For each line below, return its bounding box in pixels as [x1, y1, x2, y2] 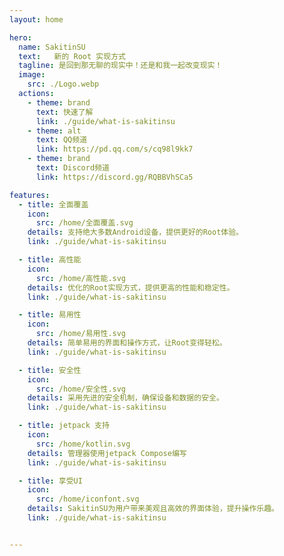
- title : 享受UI [18, 476, 83, 486]
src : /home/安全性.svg [35, 384, 127, 394]
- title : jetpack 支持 [18, 421, 110, 431]
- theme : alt [27, 126, 82, 136]
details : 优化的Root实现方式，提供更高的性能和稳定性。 [27, 282, 235, 293]
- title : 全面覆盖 [18, 199, 89, 210]
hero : [9, 32, 32, 43]
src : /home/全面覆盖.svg [35, 218, 134, 228]
